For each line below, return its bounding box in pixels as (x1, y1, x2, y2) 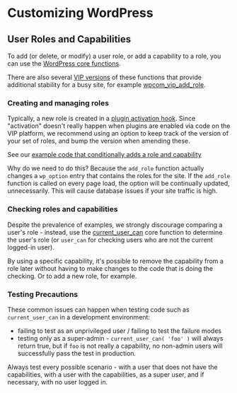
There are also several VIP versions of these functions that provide (7, 73, 202, 81)
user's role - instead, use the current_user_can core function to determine (7, 228, 223, 236)
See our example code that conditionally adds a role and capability (7, 151, 202, 159)
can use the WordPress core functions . (7, 59, 122, 68)
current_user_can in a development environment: (7, 312, 151, 321)
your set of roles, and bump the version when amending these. (7, 136, 191, 146)
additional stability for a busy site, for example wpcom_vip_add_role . (7, 81, 207, 89)
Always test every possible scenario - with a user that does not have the (7, 363, 218, 371)
